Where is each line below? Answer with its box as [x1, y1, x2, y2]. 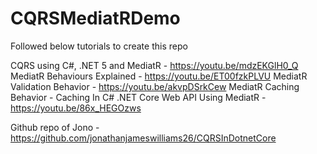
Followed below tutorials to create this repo [10, 40, 188, 52]
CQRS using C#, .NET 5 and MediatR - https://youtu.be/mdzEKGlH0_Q [10, 59, 299, 71]
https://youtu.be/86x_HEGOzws [10, 102, 142, 114]
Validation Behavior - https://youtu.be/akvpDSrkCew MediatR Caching [10, 80, 300, 92]
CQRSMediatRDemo [10, 7, 181, 30]
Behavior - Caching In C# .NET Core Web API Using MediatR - [10, 91, 267, 103]
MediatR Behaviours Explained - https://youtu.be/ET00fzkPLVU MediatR [10, 70, 308, 82]
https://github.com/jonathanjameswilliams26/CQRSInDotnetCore [10, 132, 277, 144]
